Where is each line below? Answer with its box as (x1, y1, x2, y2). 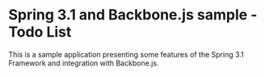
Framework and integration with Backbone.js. (8, 58, 159, 68)
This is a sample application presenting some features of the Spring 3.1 (8, 49, 244, 59)
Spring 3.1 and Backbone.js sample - (8, 6, 258, 24)
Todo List (8, 23, 72, 41)
